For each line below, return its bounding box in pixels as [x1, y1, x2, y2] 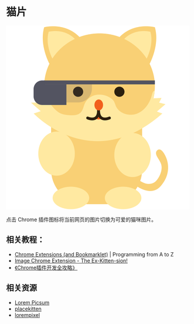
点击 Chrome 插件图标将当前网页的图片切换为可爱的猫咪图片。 [6, 216, 157, 223]
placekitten [14, 305, 42, 312]
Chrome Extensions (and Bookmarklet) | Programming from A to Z [14, 250, 174, 258]
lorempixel [14, 311, 40, 318]
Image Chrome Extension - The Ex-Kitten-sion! [14, 257, 128, 264]
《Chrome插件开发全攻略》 [14, 264, 78, 271]
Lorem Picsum [14, 299, 50, 306]
